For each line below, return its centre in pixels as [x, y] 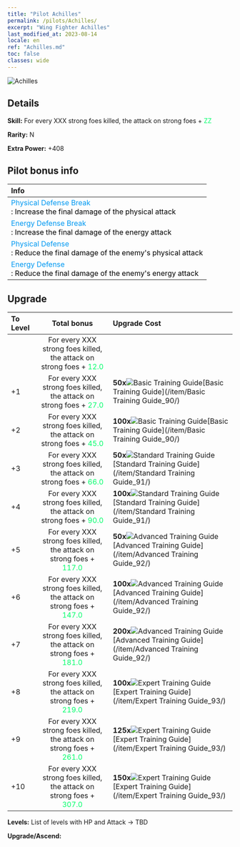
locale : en [24, 41]
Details [23, 103]
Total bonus [72, 324]
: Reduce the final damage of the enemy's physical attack [107, 253]
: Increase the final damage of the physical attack [94, 212]
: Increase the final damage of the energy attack [91, 232]
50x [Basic [168, 383]
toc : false [24, 54]
